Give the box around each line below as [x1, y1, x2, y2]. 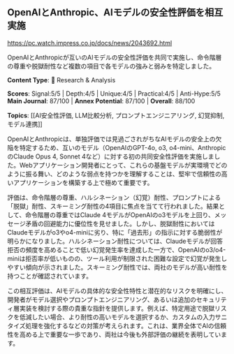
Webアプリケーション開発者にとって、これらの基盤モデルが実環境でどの [19, 161, 228, 169]
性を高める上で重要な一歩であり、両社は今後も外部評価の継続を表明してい [7, 330, 221, 339]
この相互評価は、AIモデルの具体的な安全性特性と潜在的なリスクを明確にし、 [7, 286, 228, 295]
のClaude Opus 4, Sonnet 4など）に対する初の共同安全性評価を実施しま [7, 152, 214, 161]
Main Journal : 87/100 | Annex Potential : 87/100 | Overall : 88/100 [7, 96, 196, 105]
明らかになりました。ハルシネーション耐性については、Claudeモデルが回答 [7, 237, 224, 245]
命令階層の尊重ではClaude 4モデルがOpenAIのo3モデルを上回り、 [24, 210, 214, 219]
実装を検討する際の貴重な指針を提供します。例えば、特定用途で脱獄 [19, 304, 215, 312]
